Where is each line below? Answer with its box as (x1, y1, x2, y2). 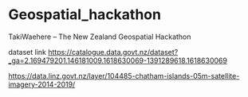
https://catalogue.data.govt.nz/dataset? (47, 47, 179, 56)
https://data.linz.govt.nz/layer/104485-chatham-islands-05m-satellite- (8, 71, 240, 80)
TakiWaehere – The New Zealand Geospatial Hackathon (8, 32, 191, 41)
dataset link (8, 47, 46, 56)
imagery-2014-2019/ (8, 80, 76, 89)
